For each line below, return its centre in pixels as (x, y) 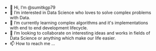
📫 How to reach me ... (32, 44)
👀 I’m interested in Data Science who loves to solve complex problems (80, 13)
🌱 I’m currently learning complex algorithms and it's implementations (79, 23)
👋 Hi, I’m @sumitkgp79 (33, 7)
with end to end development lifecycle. (49, 28)
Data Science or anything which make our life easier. (63, 38)
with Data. (20, 18)
